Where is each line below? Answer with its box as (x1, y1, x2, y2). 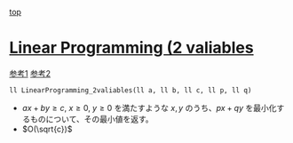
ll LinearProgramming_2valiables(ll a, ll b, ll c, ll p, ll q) (9, 85, 252, 95)
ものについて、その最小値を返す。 (29, 114, 154, 124)
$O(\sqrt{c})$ (21, 123, 73, 134)
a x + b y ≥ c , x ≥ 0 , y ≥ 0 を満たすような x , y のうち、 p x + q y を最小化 (21, 102, 277, 113)
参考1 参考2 (9, 68, 51, 78)
